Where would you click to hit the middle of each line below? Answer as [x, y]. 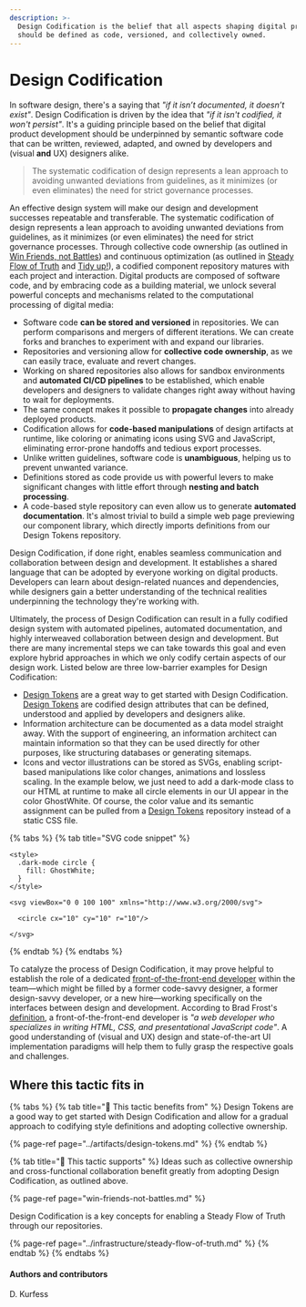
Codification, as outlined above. [69, 1181]
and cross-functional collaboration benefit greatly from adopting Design [144, 1171]
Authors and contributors [59, 1274]
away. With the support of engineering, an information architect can [150, 733]
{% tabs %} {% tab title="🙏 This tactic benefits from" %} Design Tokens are [152, 1107]
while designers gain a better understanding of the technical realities [138, 592]
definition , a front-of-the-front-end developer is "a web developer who [142, 1017]
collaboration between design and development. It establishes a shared [143, 563]
